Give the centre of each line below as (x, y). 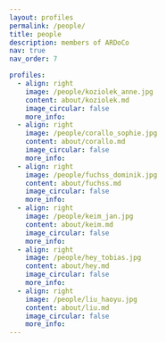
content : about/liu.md (67, 308)
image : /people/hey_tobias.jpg (83, 258)
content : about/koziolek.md (77, 100)
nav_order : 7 (33, 59)
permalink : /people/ (48, 26)
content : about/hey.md (67, 266)
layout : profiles (41, 17)
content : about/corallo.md (75, 142)
